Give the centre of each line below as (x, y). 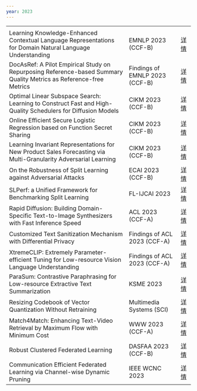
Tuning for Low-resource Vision (77, 259)
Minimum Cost (29, 335)
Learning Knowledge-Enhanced (53, 33)
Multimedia (144, 302)
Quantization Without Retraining (53, 309)
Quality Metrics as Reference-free (56, 79)
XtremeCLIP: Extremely (41, 252)
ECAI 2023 (144, 170)
